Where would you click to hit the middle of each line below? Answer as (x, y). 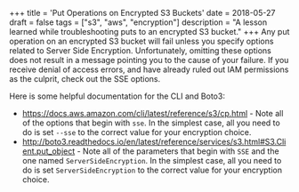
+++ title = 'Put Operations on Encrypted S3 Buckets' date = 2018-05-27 (142, 13)
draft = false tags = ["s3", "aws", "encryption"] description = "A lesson (138, 22)
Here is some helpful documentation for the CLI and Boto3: (117, 96)
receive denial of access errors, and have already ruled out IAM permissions (149, 69)
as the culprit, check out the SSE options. (85, 79)
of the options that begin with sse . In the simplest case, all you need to (151, 123)
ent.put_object (48, 151)
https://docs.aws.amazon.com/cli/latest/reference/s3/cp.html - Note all (153, 113)
